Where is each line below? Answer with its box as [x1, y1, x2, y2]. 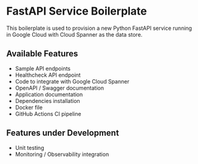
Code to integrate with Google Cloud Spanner [15, 77, 129, 85]
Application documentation [15, 90, 83, 98]
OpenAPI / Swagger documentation [15, 84, 104, 91]
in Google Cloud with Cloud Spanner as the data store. [6, 30, 143, 38]
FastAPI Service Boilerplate [6, 4, 148, 18]
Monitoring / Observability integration [15, 151, 109, 158]
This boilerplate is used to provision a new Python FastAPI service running [6, 24, 193, 32]
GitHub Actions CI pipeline [15, 110, 81, 117]
